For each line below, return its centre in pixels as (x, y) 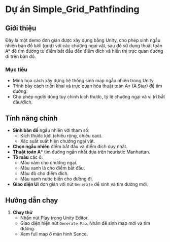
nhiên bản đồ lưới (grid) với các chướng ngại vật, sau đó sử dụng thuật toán (84, 46)
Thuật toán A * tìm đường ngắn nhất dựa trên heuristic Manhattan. (81, 152)
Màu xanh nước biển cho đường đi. (57, 179)
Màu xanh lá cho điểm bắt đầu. (53, 168)
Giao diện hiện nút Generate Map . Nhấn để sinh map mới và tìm (85, 223)
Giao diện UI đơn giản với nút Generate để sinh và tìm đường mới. (80, 184)
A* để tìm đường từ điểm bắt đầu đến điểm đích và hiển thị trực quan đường (84, 51)
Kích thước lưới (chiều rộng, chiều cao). (61, 136)
